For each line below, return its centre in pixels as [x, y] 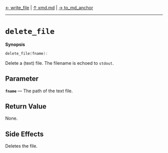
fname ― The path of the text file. [39, 91]
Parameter [22, 79]
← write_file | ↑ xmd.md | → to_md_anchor [49, 8]
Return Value [26, 106]
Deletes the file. [21, 146]
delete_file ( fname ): [27, 53]
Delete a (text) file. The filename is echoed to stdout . [59, 63]
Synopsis [15, 44]
